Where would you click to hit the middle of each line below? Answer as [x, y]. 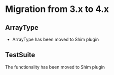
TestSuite [20, 55]
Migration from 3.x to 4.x [57, 9]
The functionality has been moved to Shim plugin [55, 67]
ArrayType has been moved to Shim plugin [56, 39]
